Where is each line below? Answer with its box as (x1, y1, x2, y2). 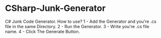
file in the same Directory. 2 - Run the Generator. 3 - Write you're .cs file (5, 23, 149, 29)
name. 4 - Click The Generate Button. (5, 28, 80, 34)
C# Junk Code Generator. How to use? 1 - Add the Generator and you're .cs (5, 19, 157, 24)
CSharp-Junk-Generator (5, 3, 106, 14)
